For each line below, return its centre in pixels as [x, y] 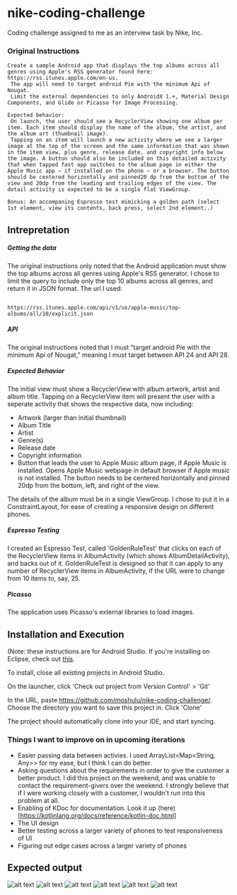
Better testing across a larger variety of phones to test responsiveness [120, 831]
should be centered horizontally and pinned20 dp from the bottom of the [118, 177]
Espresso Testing [34, 530]
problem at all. [39, 800]
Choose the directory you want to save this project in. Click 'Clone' [105, 708]
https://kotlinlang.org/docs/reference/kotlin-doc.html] [98, 815]
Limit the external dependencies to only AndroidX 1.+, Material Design [120, 97]
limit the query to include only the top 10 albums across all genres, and [110, 280]
